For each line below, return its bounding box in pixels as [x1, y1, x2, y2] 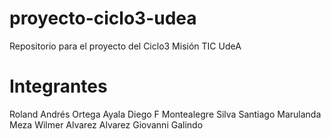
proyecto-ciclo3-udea [9, 7, 197, 30]
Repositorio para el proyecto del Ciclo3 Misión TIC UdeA [9, 40, 242, 52]
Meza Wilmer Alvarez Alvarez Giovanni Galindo [9, 118, 204, 131]
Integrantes [9, 75, 108, 98]
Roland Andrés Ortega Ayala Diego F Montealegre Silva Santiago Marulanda [9, 108, 322, 120]
